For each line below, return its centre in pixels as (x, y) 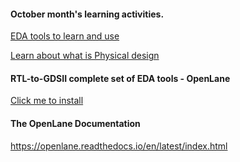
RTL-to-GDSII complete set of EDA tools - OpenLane (120, 78)
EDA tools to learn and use (65, 36)
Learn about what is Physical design (85, 56)
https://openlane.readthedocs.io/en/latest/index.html (119, 146)
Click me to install (47, 101)
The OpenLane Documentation (75, 123)
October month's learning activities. (87, 14)
